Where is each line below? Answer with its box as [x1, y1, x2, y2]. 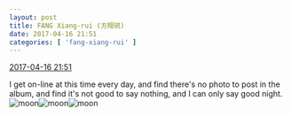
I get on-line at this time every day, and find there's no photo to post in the [9, 79, 281, 89]
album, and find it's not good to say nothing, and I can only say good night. [9, 89, 283, 99]
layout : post [9, 12, 58, 22]
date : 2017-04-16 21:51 [9, 29, 98, 38]
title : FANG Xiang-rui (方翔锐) [9, 21, 125, 30]
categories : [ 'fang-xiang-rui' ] [9, 37, 138, 47]
